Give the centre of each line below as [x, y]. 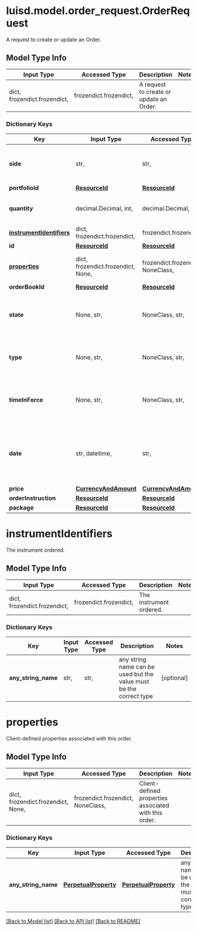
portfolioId [24, 188]
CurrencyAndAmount [106, 489]
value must [134, 682]
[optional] [174, 678]
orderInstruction [33, 498]
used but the [136, 674]
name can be [137, 667]
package [21, 508]
